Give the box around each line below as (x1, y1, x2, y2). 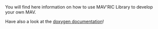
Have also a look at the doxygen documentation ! (5, 19, 104, 24)
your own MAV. (5, 9, 36, 15)
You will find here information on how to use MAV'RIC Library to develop (5, 4, 153, 10)
